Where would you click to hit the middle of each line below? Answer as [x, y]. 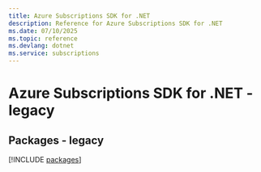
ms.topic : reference [43, 38]
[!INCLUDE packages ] [45, 159]
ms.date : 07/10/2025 [43, 31]
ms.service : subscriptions [54, 53]
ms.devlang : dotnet [41, 46]
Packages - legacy [56, 140]
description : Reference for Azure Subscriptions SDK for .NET [116, 23]
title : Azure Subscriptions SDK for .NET [79, 16]
